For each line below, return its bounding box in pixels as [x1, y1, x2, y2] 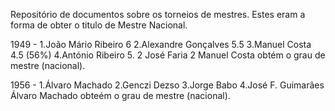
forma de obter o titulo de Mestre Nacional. [10, 19, 188, 31]
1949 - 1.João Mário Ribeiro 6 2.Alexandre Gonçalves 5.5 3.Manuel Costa [10, 39, 312, 50]
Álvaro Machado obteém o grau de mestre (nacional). [10, 90, 231, 101]
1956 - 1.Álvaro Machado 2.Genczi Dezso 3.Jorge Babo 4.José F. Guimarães [10, 79, 325, 91]
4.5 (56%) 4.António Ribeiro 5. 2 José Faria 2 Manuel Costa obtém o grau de [10, 49, 326, 61]
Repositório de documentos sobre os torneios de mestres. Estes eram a [10, 9, 306, 20]
